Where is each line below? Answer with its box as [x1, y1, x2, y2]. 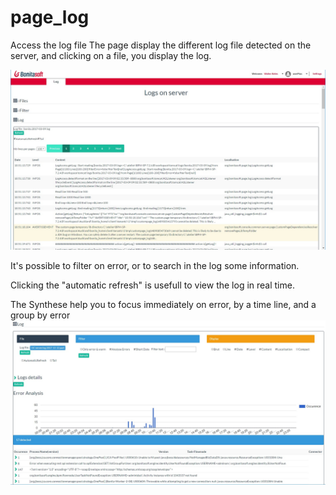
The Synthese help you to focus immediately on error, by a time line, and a [10, 299, 317, 311]
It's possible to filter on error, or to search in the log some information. [10, 260, 300, 272]
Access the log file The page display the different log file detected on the [10, 39, 312, 51]
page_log [10, 6, 90, 29]
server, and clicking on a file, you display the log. [10, 49, 212, 61]
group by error [10, 309, 71, 321]
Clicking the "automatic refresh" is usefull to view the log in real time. [10, 279, 295, 291]
